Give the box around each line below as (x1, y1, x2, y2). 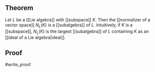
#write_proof (5, 62, 31, 68)
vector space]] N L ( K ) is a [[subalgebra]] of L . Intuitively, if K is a (5, 22, 133, 29)
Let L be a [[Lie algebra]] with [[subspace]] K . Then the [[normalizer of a (5, 17, 151, 22)
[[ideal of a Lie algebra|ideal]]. (5, 35, 66, 40)
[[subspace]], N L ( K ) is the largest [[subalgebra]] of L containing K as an (5, 28, 149, 36)
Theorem (5, 4, 34, 12)
